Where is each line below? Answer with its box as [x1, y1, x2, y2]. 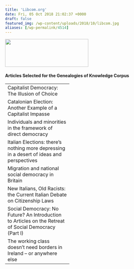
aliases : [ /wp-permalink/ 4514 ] [5, 25, 69, 30]
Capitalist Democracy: [7, 84, 59, 91]
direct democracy [7, 131, 48, 137]
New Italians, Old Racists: [7, 185, 66, 192]
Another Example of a [7, 105, 57, 112]
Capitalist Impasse [7, 111, 50, 117]
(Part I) [7, 230, 23, 237]
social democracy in [7, 171, 54, 178]
